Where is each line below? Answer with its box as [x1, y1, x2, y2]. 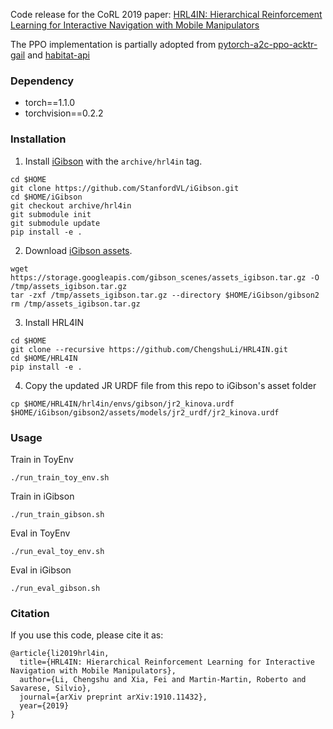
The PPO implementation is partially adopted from [10, 39, 217, 50]
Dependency [10, 74, 75, 88]
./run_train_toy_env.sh [10, 472, 110, 483]
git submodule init [10, 209, 92, 219]
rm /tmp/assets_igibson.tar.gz [10, 299, 141, 309]
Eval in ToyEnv [10, 527, 71, 539]
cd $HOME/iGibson [10, 192, 83, 202]
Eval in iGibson [10, 564, 72, 576]
